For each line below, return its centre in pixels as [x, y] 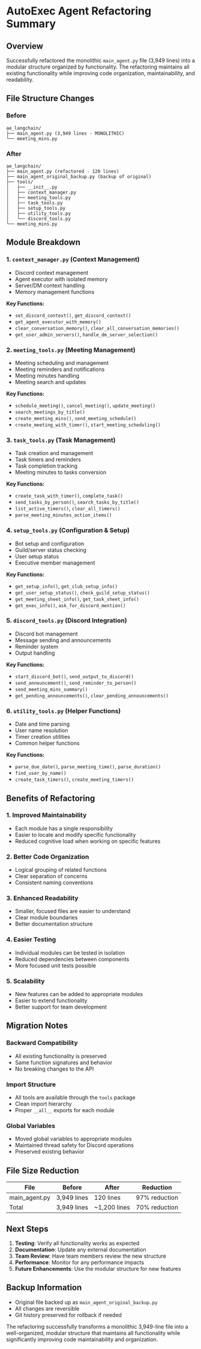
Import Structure [31, 1084]
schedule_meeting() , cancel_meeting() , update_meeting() [85, 405]
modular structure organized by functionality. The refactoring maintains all [98, 67]
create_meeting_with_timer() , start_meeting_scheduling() [88, 424]
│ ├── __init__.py [32, 187]
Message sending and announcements [63, 640]
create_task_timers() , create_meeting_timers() [74, 779]
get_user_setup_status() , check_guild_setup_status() [82, 592]
